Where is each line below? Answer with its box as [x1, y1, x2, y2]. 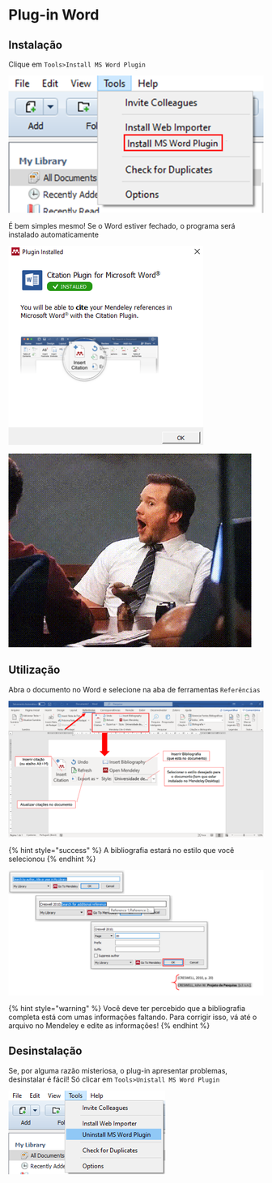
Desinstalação [8, 1044, 83, 1058]
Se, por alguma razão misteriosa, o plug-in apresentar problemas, [8, 1065, 228, 1075]
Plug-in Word [8, 6, 100, 24]
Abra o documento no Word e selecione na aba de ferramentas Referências [8, 684, 261, 694]
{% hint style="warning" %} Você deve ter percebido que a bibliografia [8, 1004, 245, 1014]
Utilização [8, 663, 61, 677]
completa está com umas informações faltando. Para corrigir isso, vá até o [8, 1012, 257, 1022]
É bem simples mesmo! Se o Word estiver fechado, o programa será [8, 221, 236, 230]
